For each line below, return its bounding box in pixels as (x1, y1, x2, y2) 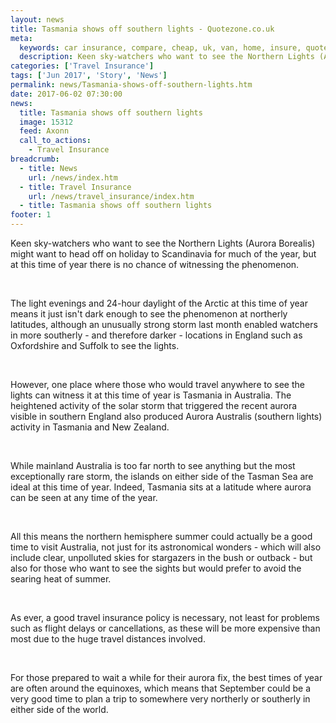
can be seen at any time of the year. (10, 492, 158, 503)
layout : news (10, 14, 65, 25)
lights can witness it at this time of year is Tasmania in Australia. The (10, 389, 292, 401)
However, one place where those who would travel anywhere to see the (10, 379, 305, 390)
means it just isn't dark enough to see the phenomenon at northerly (10, 308, 288, 320)
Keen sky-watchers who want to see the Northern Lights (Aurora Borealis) (10, 237, 316, 249)
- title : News (19, 163, 78, 173)
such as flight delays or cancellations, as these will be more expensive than (10, 622, 321, 634)
